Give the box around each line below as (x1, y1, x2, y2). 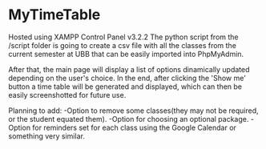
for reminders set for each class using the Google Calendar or (31, 123, 236, 132)
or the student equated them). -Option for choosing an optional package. (8, 114, 249, 123)
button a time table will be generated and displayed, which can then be (8, 82, 243, 91)
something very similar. (8, 131, 86, 141)
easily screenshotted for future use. (8, 90, 127, 99)
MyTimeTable (8, 6, 101, 24)
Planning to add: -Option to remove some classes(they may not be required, (8, 106, 259, 115)
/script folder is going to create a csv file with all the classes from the (8, 40, 236, 50)
